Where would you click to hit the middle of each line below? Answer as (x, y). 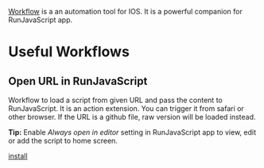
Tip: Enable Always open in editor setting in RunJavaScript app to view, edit (132, 132)
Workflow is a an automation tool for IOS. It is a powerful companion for (125, 11)
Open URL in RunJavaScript (78, 81)
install (18, 156)
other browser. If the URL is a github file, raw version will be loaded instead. (132, 117)
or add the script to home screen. (63, 141)
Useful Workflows (69, 52)
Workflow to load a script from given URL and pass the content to (115, 100)
